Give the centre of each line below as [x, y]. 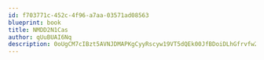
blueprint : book [35, 23]
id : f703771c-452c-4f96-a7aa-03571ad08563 [79, 15]
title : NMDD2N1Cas [38, 30]
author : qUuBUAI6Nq [40, 37]
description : [29, 44]
